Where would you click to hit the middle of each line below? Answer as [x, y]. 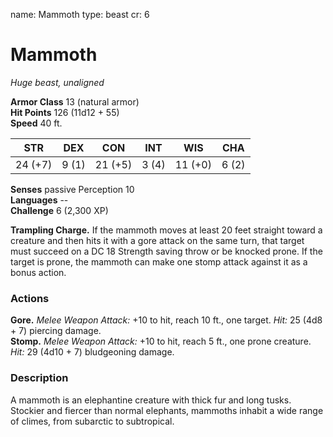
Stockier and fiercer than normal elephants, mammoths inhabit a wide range [167, 410]
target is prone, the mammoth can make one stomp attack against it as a [159, 261]
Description [39, 378]
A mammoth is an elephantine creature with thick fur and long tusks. [151, 400]
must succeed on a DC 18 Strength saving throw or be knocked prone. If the [166, 251]
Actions [30, 298]
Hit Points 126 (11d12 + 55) [65, 112]
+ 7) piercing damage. [56, 331]
